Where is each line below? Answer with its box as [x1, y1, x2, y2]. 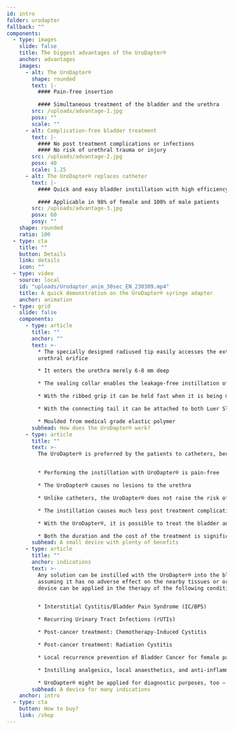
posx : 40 [31, 160, 57, 167]
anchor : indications [31, 558, 92, 565]
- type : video [13, 270, 54, 277]
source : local [19, 277, 60, 284]
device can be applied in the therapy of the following [37, 584, 204, 592]
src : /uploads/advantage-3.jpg [31, 205, 123, 212]
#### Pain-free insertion [37, 88, 113, 95]
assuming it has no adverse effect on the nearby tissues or [37, 578, 219, 585]
